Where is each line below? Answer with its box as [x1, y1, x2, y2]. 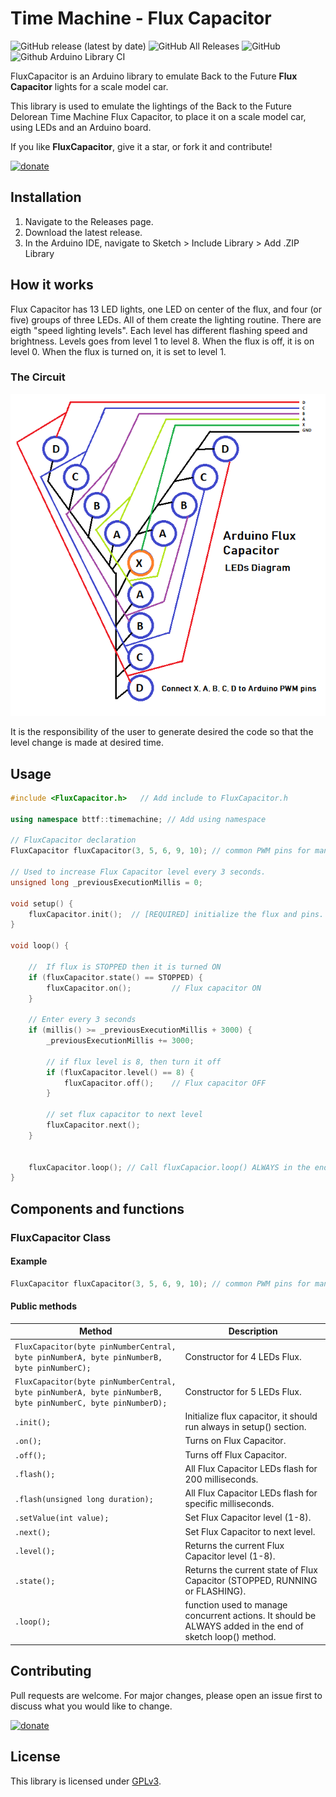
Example [10, 1255, 48, 1267]
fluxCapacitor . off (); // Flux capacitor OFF [63, 1078, 267, 1088]
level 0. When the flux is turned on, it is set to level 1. [10, 345, 227, 357]
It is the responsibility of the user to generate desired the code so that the [10, 726, 314, 738]
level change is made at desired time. [10, 737, 165, 749]
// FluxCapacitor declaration [10, 835, 137, 846]
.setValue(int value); [14, 1513, 110, 1524]
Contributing [10, 1663, 92, 1680]
